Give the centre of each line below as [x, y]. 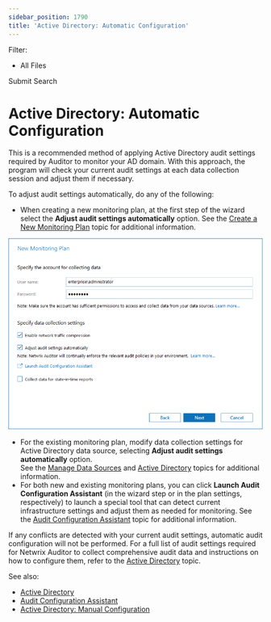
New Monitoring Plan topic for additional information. [108, 227]
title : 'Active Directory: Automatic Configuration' [99, 25]
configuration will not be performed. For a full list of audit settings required [132, 544]
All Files [33, 65]
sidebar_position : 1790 [48, 17]
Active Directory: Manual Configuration [85, 609]
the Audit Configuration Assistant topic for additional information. [128, 519]
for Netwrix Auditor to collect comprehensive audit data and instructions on [133, 553]
